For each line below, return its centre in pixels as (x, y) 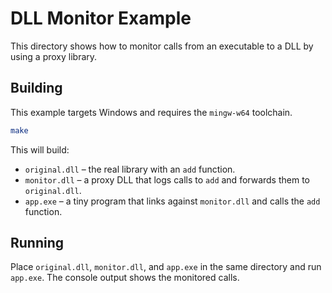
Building (36, 88)
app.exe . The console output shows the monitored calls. (125, 278)
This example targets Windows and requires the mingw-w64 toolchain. (151, 112)
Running (37, 243)
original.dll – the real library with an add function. (130, 169)
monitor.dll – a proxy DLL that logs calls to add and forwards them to (167, 179)
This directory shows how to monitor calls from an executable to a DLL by (162, 46)
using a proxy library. (54, 56)
